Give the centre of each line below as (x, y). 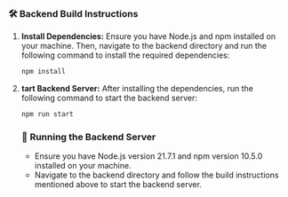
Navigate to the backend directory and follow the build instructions (156, 175)
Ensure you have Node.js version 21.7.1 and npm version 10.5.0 (148, 156)
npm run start (47, 114)
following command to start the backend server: (109, 98)
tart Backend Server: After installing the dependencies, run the (137, 89)
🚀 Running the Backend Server (88, 137)
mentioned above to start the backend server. (118, 185)
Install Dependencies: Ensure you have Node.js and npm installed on (148, 36)
